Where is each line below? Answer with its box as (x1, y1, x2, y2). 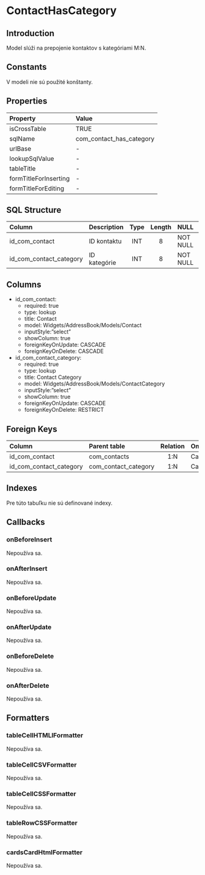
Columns (6, 279, 41, 289)
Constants (6, 62, 47, 72)
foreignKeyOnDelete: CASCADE (24, 348, 104, 355)
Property (9, 114, 36, 122)
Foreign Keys (6, 423, 57, 434)
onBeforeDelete (6, 652, 54, 661)
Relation (160, 442, 185, 450)
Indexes (6, 483, 38, 493)
